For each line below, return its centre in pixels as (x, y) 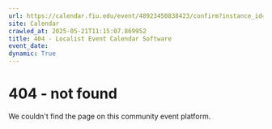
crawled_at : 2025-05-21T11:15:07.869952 (78, 31)
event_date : (28, 46)
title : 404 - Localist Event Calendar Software (90, 39)
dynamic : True (32, 54)
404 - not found (63, 94)
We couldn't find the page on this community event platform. (110, 116)
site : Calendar (34, 24)
